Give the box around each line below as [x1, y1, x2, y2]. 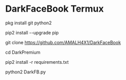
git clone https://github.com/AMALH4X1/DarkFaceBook [5, 39, 121, 46]
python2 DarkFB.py [5, 69, 46, 75]
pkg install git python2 [5, 20, 52, 26]
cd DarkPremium [5, 49, 41, 55]
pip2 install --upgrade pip [5, 29, 59, 35]
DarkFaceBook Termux [5, 3, 104, 15]
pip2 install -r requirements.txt [5, 59, 69, 65]
